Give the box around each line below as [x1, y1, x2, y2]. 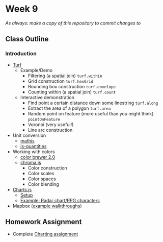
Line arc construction [28, 127, 73, 133]
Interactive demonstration [20, 94, 75, 100]
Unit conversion [12, 132, 46, 138]
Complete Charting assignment [12, 231, 78, 237]
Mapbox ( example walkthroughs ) [12, 203, 83, 209]
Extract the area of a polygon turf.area [28, 105, 111, 111]
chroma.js [20, 159, 42, 165]
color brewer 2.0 [20, 154, 56, 160]
